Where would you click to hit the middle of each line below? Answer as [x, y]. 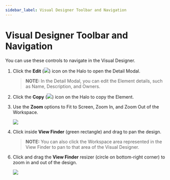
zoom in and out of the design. [45, 162]
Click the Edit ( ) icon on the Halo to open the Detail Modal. [76, 71]
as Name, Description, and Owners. [63, 86]
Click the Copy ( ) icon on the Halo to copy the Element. [73, 97]
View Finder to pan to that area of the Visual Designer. [82, 147]
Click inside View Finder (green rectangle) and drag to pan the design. [87, 131]
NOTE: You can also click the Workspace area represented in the [94, 142]
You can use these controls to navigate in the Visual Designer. [70, 60]
